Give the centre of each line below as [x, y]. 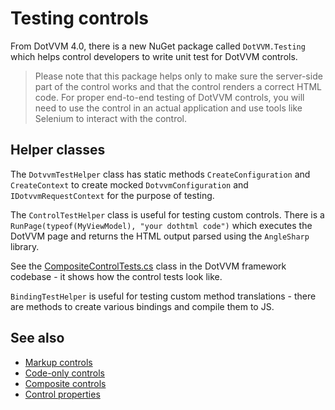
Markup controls [58, 362]
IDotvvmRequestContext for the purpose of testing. [112, 195]
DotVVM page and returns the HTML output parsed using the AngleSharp [160, 236]
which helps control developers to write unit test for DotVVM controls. [154, 56]
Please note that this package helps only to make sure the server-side [178, 76]
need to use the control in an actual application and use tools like [168, 108]
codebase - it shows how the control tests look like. [116, 276]
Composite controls [65, 383]
